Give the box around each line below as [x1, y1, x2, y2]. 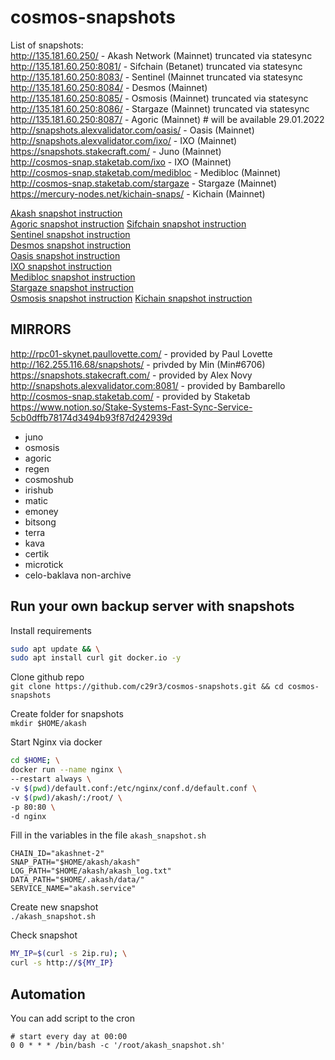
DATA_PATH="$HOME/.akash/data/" [10, 875, 145, 885]
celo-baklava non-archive [24, 569, 132, 581]
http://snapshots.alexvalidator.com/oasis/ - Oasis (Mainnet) [10, 124, 255, 136]
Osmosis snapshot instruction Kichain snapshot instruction [10, 292, 253, 304]
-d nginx [10, 811, 47, 821]
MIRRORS [10, 321, 72, 338]
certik [24, 547, 50, 560]
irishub [24, 484, 54, 496]
